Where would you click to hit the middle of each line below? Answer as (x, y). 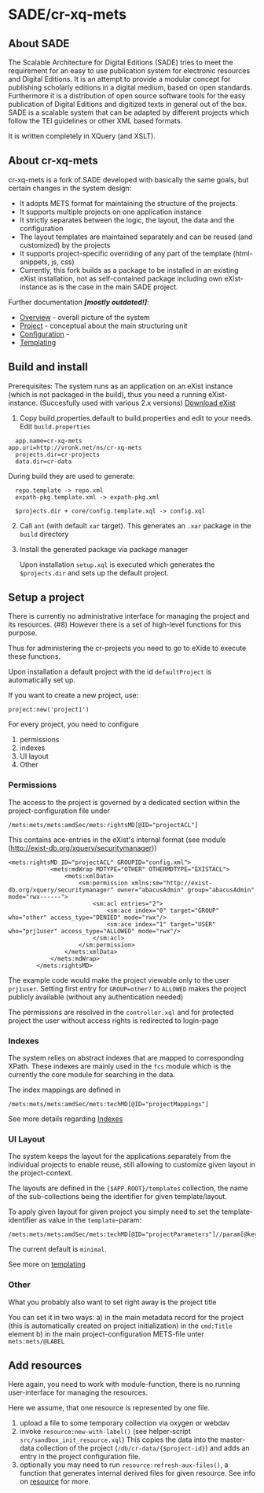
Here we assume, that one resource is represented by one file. (109, 1408)
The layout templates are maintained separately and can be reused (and (136, 237)
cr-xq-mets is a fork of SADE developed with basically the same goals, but (128, 179)
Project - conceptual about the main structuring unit (103, 325)
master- (233, 1440)
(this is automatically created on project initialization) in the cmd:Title (121, 1326)
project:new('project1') (49, 710)
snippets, (35, 262)
